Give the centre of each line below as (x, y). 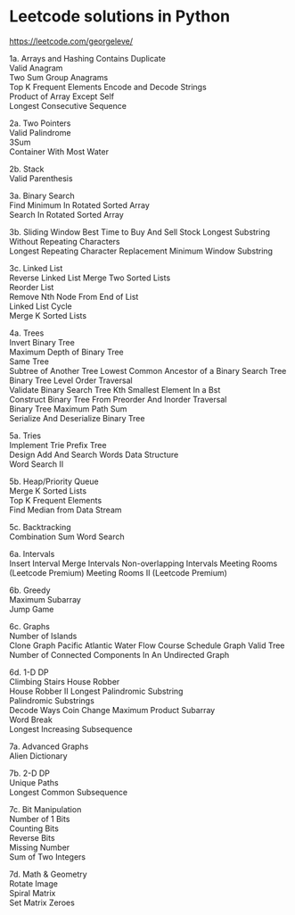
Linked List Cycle (41, 306)
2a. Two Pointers (40, 123)
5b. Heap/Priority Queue (54, 481)
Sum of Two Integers (48, 857)
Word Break (31, 720)
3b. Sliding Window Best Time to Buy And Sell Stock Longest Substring (139, 232)
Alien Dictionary (39, 755)
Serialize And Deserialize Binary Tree (77, 418)
